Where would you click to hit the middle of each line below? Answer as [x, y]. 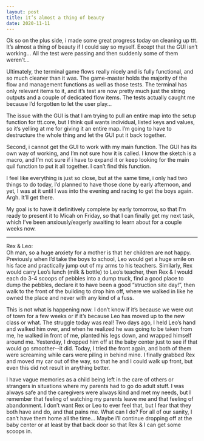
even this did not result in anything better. [58, 368]
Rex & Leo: [20, 246]
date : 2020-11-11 [28, 23]
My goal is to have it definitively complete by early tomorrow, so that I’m [96, 209]
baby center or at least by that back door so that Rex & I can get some [93, 425]
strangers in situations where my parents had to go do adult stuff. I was [95, 386]
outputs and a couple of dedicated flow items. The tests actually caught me [101, 97]
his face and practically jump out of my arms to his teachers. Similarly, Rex [100, 266]
